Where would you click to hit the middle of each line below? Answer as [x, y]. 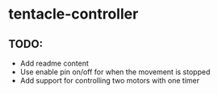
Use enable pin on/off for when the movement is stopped [115, 72]
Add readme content [54, 63]
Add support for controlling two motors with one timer [110, 80]
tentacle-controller [73, 14]
